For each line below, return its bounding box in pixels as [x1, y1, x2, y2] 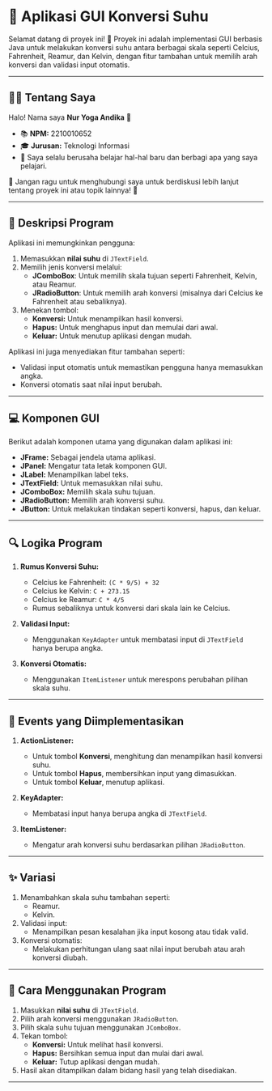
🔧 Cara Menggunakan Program [8, 983, 167, 998]
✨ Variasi [8, 871, 56, 885]
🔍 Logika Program [8, 536, 103, 550]
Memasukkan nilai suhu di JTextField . [19, 253, 149, 263]
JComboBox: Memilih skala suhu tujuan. [19, 487, 155, 497]
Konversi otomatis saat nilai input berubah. [19, 380, 163, 389]
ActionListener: [19, 736, 74, 745]
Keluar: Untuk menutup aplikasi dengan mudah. [32, 331, 193, 341]
